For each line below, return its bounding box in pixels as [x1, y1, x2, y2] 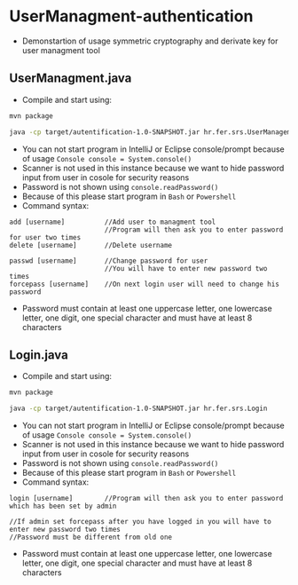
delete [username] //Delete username [9, 241, 173, 249]
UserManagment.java [9, 71, 132, 86]
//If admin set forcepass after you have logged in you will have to [9, 518, 272, 526]
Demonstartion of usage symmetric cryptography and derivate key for [21, 36, 278, 46]
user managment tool [21, 44, 100, 55]
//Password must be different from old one [9, 533, 173, 542]
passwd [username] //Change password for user [9, 256, 208, 265]
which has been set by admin [9, 502, 117, 511]
